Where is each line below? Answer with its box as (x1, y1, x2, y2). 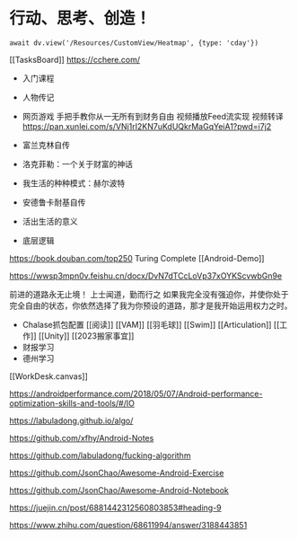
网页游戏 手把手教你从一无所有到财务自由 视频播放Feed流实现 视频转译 (22, 110, 285, 121)
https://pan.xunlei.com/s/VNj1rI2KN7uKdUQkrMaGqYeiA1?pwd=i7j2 (22, 120, 272, 131)
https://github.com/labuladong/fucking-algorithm (9, 450, 191, 461)
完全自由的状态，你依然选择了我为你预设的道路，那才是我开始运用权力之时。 (9, 300, 293, 311)
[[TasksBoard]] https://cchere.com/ (9, 54, 141, 65)
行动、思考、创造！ (9, 8, 152, 29)
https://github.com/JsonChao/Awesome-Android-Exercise (9, 467, 224, 478)
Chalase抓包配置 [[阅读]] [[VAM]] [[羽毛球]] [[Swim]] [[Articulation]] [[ (22, 319, 280, 330)
